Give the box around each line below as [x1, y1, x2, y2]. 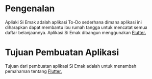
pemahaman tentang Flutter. [5, 68, 62, 74]
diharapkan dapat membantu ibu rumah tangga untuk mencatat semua [5, 24, 148, 30]
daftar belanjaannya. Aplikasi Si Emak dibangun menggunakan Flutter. [5, 29, 146, 35]
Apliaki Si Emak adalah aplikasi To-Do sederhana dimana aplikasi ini [5, 19, 142, 25]
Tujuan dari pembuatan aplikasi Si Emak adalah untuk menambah [5, 63, 137, 69]
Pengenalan [5, 3, 55, 14]
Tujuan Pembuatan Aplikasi [5, 47, 119, 58]
